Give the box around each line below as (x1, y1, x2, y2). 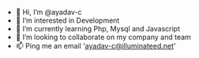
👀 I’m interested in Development (15, 16, 120, 25)
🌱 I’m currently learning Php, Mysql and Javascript (15, 24, 180, 33)
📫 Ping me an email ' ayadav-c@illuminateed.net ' (15, 42, 176, 50)
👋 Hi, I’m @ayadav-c (15, 8, 82, 16)
